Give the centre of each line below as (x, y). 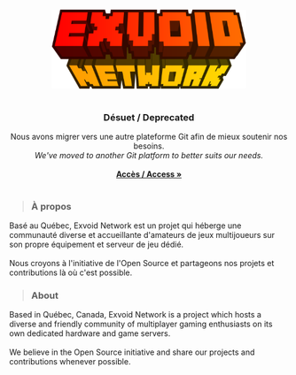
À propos (51, 206)
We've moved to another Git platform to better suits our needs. (149, 156)
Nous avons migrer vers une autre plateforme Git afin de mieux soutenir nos (149, 137)
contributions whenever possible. (70, 362)
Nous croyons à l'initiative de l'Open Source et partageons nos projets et (142, 263)
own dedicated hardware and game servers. (90, 333)
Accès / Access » (149, 174)
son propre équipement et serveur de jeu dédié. (97, 244)
